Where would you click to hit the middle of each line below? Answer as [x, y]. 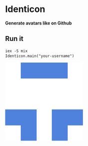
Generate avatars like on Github [39, 23]
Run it [14, 39]
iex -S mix [16, 51]
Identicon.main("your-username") [40, 56]
